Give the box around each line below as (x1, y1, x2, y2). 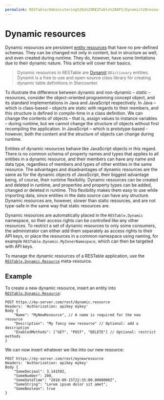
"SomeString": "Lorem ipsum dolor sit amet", (14, 382, 108, 387)
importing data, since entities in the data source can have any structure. (5, 192, 150, 198)
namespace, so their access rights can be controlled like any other (5, 217, 139, 223)
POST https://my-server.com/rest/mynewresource (5, 356, 104, 361)
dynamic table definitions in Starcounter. (17, 80, 99, 86)
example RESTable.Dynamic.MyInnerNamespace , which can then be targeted (5, 238, 153, 244)
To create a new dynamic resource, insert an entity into (5, 285, 116, 291)
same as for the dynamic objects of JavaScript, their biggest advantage (5, 172, 149, 178)
